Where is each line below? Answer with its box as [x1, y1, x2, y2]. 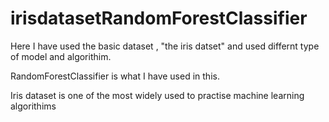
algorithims [10, 100, 57, 112]
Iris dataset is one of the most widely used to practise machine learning [10, 89, 305, 101]
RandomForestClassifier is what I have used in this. [10, 70, 220, 82]
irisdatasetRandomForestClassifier [10, 7, 308, 30]
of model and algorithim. [10, 50, 112, 62]
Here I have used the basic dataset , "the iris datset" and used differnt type [10, 40, 320, 52]
